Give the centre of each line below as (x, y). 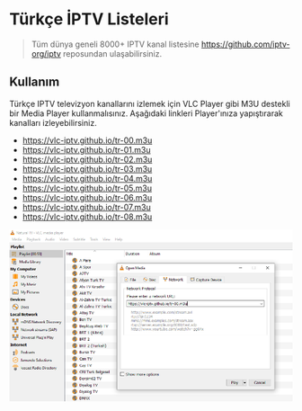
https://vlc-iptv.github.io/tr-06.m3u (87, 197)
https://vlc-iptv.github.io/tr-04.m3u (87, 178)
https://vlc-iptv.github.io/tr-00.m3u (87, 140)
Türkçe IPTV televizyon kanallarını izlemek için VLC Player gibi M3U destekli (150, 103)
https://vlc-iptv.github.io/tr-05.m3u (87, 188)
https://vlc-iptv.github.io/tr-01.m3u (86, 149)
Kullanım (35, 82)
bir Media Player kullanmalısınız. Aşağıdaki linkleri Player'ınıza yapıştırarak (146, 113)
